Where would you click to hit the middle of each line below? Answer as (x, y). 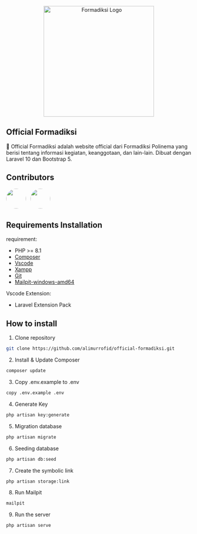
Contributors (30, 178)
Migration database (38, 426)
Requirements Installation (54, 225)
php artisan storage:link (38, 481)
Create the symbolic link (44, 470)
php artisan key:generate (38, 415)
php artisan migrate (31, 437)
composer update (26, 371)
